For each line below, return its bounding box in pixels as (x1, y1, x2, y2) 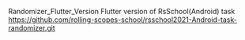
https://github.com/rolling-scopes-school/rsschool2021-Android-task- (8, 15, 237, 24)
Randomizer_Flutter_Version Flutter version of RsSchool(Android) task (8, 7, 236, 16)
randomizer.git (8, 24, 55, 32)
